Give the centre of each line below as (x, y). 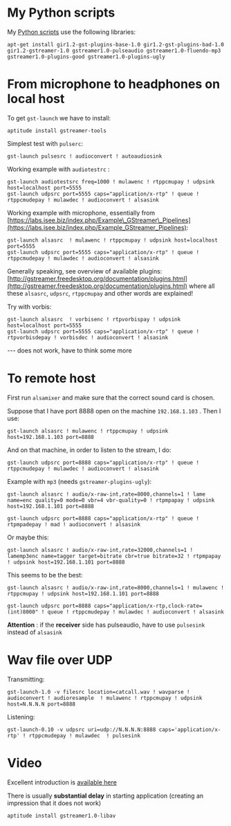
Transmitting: (26, 679)
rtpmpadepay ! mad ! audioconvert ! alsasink (74, 524)
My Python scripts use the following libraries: (72, 32)
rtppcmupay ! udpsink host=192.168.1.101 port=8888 (83, 593)
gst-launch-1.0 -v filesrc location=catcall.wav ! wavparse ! (99, 692)
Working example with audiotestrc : (58, 169)
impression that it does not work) (54, 803)
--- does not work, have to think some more (70, 350)
